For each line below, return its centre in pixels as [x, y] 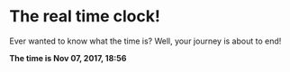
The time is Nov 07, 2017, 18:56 [68, 58]
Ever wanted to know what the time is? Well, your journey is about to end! [145, 41]
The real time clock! [85, 16]
